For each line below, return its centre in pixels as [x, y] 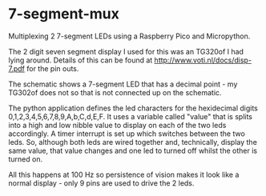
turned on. [25, 159]
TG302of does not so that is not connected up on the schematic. [115, 92]
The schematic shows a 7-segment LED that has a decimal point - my [123, 84]
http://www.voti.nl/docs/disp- [203, 60]
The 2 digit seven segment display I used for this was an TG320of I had [126, 51]
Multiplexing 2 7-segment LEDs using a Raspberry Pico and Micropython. [129, 36]
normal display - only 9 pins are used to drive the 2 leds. [101, 183]
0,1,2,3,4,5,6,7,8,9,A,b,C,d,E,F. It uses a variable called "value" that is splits [131, 116]
